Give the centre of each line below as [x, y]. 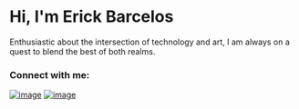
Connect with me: [50, 74]
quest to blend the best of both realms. [82, 51]
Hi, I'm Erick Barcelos [92, 17]
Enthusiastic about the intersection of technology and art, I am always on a [149, 42]
